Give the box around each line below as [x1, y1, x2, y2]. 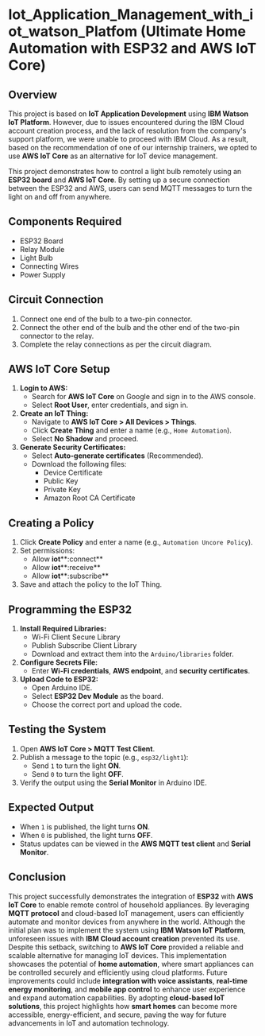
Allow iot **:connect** [31, 554, 103, 564]
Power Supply [19, 270, 66, 279]
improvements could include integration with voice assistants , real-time [8, 976, 248, 985]
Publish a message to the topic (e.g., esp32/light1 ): [19, 752, 189, 762]
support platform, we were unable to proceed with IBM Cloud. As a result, [8, 134, 248, 144]
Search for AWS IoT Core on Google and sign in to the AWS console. [31, 392, 256, 402]
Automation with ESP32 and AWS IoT [8, 40, 257, 57]
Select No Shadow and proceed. [31, 434, 139, 444]
